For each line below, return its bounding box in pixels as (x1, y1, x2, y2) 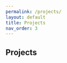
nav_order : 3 (5, 25, 38, 31)
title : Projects (5, 20, 46, 26)
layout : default (5, 14, 46, 20)
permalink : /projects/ (5, 8, 62, 15)
